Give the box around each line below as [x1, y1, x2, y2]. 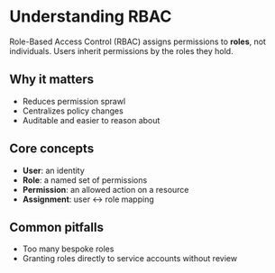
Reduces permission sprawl [22, 96, 126, 106]
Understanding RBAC [9, 6, 172, 27]
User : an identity [22, 165, 86, 176]
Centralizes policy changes [22, 105, 124, 116]
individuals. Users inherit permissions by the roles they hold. [9, 45, 234, 56]
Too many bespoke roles [22, 243, 115, 254]
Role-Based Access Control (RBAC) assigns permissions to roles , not [9, 36, 266, 47]
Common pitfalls [9, 219, 104, 235]
